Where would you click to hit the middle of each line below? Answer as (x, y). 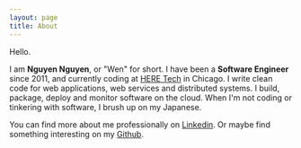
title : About (34, 26)
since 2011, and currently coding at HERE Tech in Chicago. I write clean (141, 78)
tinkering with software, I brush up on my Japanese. (106, 107)
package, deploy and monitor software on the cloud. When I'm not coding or (150, 97)
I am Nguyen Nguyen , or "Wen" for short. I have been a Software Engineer (149, 69)
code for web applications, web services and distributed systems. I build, (145, 88)
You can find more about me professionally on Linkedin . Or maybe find (140, 124)
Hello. (20, 51)
